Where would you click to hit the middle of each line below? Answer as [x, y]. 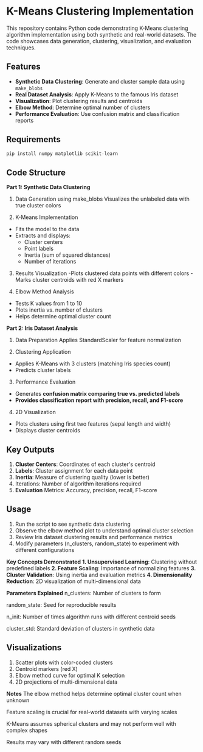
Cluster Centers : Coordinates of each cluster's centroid [85, 464]
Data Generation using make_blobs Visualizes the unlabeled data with [102, 199]
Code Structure [36, 172]
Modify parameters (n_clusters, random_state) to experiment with [97, 543]
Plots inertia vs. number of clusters [59, 310]
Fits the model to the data [47, 229]
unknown [18, 700]
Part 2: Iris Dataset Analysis [42, 328]
